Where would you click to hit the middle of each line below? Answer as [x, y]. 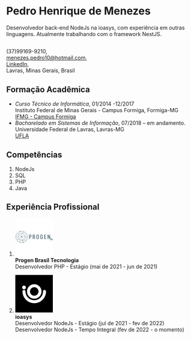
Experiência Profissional [53, 207]
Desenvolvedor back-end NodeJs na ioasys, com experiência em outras [95, 28]
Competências [34, 154]
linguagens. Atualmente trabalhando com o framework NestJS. [84, 34]
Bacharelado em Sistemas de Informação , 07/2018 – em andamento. [100, 123]
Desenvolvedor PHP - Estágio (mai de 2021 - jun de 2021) [86, 266]
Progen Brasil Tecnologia [47, 260]
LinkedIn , [17, 64]
